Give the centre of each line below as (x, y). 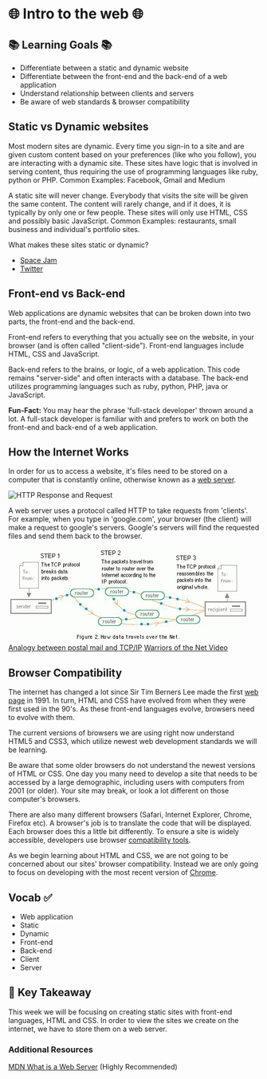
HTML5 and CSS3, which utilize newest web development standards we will (133, 742)
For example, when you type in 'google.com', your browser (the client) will (130, 519)
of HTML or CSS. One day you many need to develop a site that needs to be (133, 774)
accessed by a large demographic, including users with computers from (126, 782)
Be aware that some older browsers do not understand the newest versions (132, 766)
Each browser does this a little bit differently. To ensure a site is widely (124, 832)
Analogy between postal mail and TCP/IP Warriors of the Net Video (118, 648)
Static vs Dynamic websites (79, 127)
